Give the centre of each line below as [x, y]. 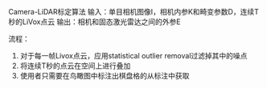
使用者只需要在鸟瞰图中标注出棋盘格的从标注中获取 [105, 76]
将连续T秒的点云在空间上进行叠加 [75, 66]
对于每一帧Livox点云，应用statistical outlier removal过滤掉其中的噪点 [133, 56]
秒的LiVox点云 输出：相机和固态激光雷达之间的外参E [94, 22]
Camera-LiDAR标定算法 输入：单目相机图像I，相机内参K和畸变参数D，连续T [133, 12]
